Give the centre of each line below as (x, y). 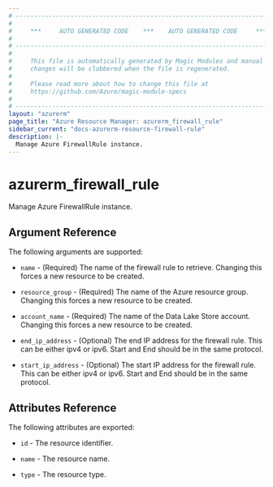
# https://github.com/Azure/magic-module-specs (97, 91)
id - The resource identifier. (67, 443)
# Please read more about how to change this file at (108, 84)
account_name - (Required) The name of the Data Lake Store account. (135, 317)
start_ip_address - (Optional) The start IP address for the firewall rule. (138, 365)
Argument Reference (63, 232)
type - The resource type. (63, 475)
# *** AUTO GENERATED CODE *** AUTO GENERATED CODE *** (138, 31)
